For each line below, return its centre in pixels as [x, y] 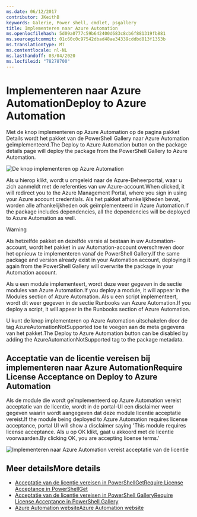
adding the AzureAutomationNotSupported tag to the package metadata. [95, 340]
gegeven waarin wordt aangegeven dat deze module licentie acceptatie [94, 413]
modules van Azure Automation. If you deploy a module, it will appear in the [98, 291]
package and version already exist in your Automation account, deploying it [99, 260]
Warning [16, 229]
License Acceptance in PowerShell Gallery [66, 502]
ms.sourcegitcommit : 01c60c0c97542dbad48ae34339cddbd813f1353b [86, 39]
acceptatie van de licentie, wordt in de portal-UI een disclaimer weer [90, 407]
